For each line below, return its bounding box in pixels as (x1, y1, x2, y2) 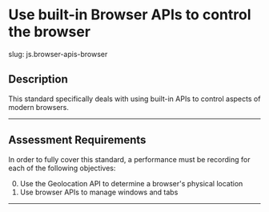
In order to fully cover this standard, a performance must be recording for (8, 154, 251, 164)
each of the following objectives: (8, 163, 116, 173)
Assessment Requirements (8, 133, 147, 147)
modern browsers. (8, 102, 70, 112)
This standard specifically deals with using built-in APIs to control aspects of (8, 94, 261, 104)
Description (8, 72, 68, 86)
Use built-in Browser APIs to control (8, 6, 251, 24)
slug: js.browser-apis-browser (8, 49, 108, 59)
